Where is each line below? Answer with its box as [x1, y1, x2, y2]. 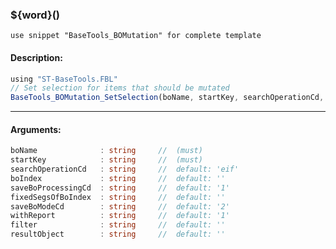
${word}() [10, 8, 60, 22]
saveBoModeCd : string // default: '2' [10, 201, 230, 212]
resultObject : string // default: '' [10, 229, 226, 240]
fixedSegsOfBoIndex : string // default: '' [10, 192, 226, 202]
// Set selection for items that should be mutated [10, 83, 230, 93]
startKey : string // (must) [10, 155, 203, 165]
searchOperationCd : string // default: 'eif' [10, 164, 240, 175]
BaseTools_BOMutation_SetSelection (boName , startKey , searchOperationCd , [10, 93, 325, 103]
